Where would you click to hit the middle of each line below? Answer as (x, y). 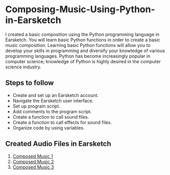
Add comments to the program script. (52, 111)
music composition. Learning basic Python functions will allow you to (78, 45)
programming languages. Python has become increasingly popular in (78, 56)
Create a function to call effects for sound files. (62, 122)
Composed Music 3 (33, 167)
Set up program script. (36, 106)
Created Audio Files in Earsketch (58, 144)
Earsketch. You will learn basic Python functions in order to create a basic (83, 40)
